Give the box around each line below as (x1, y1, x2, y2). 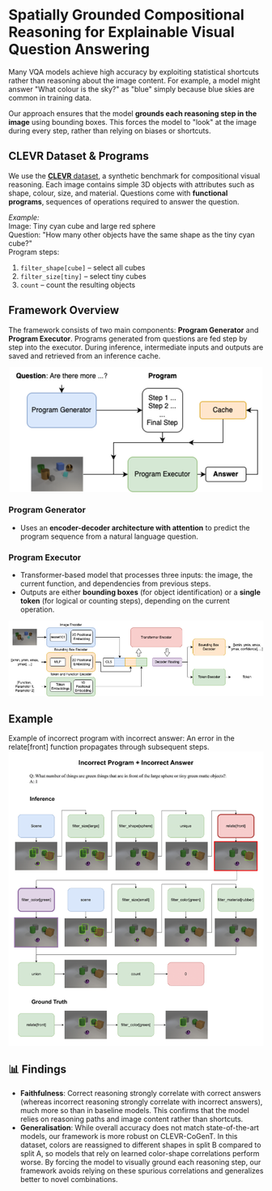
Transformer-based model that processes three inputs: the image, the (19, 570, 253, 580)
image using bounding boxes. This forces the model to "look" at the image (8, 117, 257, 127)
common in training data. (8, 92, 91, 102)
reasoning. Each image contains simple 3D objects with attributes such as (8, 179, 255, 189)
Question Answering (8, 41, 150, 58)
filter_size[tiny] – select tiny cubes (19, 271, 147, 281)
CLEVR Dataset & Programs (8, 149, 150, 163)
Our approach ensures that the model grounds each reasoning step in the (8, 108, 257, 118)
